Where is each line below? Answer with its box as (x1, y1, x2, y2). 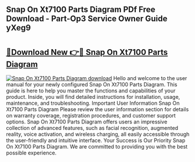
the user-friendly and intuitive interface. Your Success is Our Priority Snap (6, 137, 186, 144)
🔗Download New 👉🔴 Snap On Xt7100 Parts (6, 47, 169, 57)
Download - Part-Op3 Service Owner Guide (6, 14, 167, 24)
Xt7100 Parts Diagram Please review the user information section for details (6, 106, 189, 113)
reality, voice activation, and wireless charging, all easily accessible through (6, 131, 190, 137)
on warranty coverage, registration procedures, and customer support (6, 112, 176, 119)
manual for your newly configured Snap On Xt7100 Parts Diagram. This (6, 81, 177, 88)
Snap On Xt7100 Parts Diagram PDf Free (6, 5, 156, 15)
